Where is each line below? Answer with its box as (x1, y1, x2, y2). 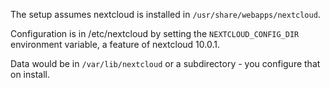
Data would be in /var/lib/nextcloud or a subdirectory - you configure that (10, 58, 321, 69)
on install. (10, 69, 50, 80)
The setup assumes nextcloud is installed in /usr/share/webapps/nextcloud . (10, 9, 321, 20)
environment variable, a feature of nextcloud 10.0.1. (10, 39, 220, 50)
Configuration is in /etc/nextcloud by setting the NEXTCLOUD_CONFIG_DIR (10, 28, 300, 39)
